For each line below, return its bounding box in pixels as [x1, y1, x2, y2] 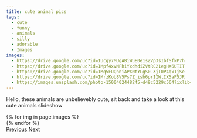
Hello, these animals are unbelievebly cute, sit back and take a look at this [6, 96, 185, 103]
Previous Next [6, 126, 40, 133]
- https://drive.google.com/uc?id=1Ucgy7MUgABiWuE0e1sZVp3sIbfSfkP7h [11, 58, 185, 63]
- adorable [11, 42, 38, 48]
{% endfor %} [6, 120, 40, 126]
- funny [11, 25, 30, 31]
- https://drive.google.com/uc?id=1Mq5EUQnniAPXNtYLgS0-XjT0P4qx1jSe [11, 69, 185, 75]
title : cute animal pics [6, 8, 67, 15]
